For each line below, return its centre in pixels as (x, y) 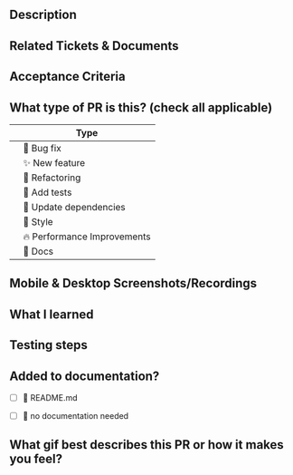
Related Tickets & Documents (94, 46)
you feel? (36, 459)
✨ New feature (54, 162)
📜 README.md (50, 397)
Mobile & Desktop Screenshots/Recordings (133, 283)
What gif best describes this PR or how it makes (147, 445)
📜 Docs (38, 251)
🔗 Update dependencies (75, 207)
